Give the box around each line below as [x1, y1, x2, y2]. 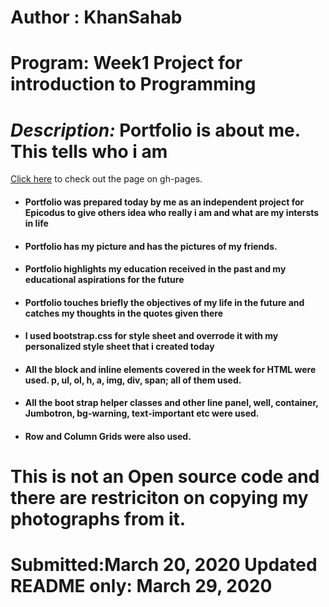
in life [24, 217, 49, 229]
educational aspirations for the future [24, 274, 185, 286]
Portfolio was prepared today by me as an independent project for [24, 196, 305, 208]
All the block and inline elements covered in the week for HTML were [24, 363, 317, 375]
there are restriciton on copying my [10, 487, 309, 510]
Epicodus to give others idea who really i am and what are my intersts [24, 206, 320, 218]
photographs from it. [10, 508, 187, 531]
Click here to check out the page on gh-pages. [10, 173, 203, 185]
